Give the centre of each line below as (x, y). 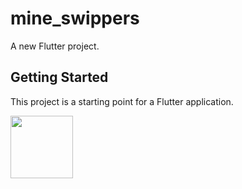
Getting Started (59, 77)
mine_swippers (75, 18)
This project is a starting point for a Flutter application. (122, 101)
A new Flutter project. (55, 46)
